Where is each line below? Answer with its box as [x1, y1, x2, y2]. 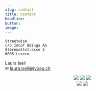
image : [5, 25, 19, 30]
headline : [5, 16, 25, 21]
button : [5, 21, 21, 26]
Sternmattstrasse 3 [5, 47, 45, 52]
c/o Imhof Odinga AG [5, 43, 48, 48]
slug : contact [5, 7, 34, 12]
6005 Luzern [5, 52, 29, 57]
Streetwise [5, 39, 27, 44]
